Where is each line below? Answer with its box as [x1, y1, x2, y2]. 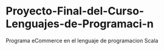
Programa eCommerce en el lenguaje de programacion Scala [5, 37, 159, 44]
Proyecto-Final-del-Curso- [5, 4, 145, 18]
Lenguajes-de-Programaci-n [5, 17, 154, 31]
